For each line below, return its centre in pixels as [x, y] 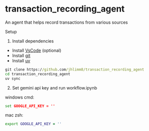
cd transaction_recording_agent [38, 74]
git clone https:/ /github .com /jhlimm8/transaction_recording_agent [75, 69]
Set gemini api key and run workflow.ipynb [55, 87]
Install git [21, 55]
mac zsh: [14, 115]
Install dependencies [33, 41]
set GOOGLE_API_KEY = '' [30, 106]
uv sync [13, 78]
